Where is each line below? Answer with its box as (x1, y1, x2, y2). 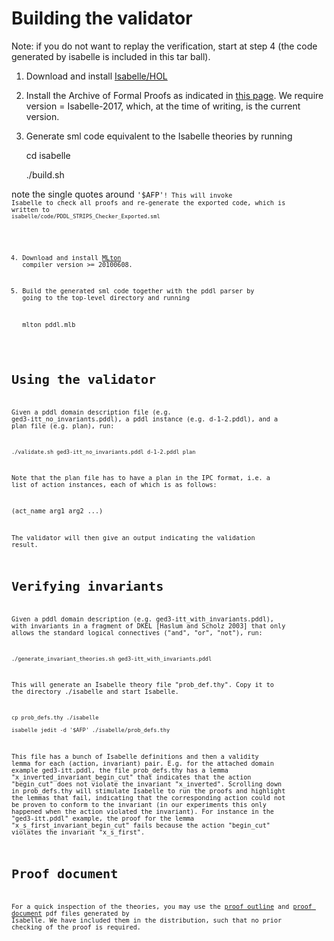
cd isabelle (25, 149, 71, 161)
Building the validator (11, 7, 193, 30)
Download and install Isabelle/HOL (25, 70, 168, 82)
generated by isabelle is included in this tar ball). (11, 50, 211, 62)
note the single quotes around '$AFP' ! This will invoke (11, 188, 233, 200)
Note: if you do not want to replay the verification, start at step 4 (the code (11, 40, 318, 52)
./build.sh (25, 168, 65, 181)
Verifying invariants (11, 578, 164, 595)
